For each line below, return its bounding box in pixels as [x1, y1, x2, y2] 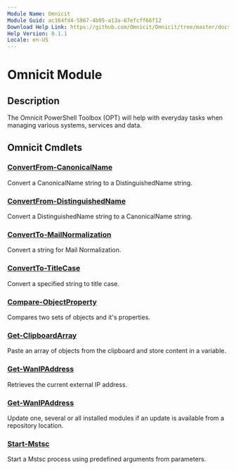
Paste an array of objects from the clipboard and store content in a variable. [7, 347, 227, 355]
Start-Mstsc [7, 438, 50, 448]
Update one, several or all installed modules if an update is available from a [7, 414, 225, 422]
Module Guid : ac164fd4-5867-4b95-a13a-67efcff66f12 [7, 17, 162, 24]
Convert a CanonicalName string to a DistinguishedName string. [7, 178, 193, 187]
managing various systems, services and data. [7, 121, 142, 130]
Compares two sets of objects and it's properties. [7, 313, 151, 321]
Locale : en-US [7, 37, 49, 44]
